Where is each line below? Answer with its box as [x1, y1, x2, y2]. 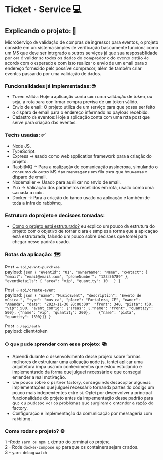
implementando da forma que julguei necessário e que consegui [12, 369, 142, 375]
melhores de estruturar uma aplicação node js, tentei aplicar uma [12, 359, 143, 364]
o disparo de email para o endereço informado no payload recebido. [12, 109, 149, 115]
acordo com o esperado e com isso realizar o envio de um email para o [5, 60, 147, 66]
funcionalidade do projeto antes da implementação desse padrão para [12, 395, 153, 401]
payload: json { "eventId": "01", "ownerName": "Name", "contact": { [5, 269, 148, 275]
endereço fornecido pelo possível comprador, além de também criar [5, 65, 142, 71]
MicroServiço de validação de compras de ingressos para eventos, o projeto [5, 39, 159, 45]
